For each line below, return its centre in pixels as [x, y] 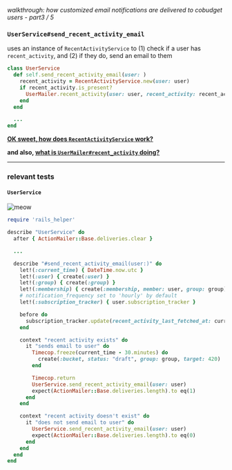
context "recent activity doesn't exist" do [85, 416]
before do [34, 314]
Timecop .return [54, 378]
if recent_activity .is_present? [66, 88]
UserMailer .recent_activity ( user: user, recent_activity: [110, 94]
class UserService [33, 68]
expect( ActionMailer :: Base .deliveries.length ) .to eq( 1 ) [114, 391]
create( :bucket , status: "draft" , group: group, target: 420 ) [129, 359]
